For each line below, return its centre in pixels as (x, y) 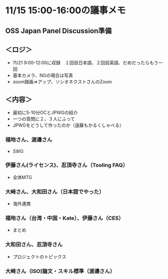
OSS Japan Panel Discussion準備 (59, 31)
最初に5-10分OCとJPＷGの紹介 (45, 113)
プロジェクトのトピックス (39, 257)
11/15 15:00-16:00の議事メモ (66, 10)
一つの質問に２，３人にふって (44, 119)
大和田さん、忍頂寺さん (34, 244)
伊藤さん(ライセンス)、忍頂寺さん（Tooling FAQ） (67, 165)
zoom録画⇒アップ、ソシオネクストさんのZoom (62, 82)
